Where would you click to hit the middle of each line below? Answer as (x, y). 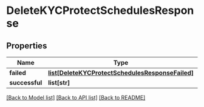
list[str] (59, 83)
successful (26, 83)
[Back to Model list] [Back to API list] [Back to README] (76, 98)
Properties (27, 46)
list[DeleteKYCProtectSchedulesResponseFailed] (121, 73)
